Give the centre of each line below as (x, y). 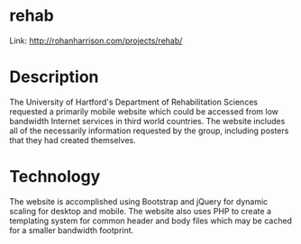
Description (54, 77)
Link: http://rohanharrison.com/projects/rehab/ (96, 41)
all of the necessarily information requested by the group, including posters (149, 131)
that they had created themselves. (73, 140)
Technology (55, 177)
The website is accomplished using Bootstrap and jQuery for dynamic (139, 201)
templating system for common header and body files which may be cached (151, 221)
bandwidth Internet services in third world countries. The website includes (147, 121)
